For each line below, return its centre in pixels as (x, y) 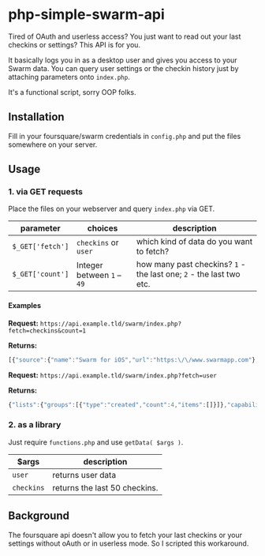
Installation (36, 117)
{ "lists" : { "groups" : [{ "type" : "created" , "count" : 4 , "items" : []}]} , (118, 404)
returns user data (84, 475)
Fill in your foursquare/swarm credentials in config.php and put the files (125, 136)
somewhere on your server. (53, 145)
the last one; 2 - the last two (188, 274)
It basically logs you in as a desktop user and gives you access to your (123, 60)
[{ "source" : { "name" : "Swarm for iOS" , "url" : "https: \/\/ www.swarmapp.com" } (132, 360)
